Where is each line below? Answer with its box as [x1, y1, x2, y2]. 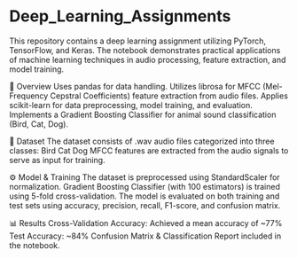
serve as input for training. [9, 154, 106, 165]
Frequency [9, 90, 49, 101]
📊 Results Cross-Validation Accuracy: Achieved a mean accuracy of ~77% [9, 217, 283, 228]
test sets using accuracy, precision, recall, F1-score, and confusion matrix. [9, 199, 281, 210]
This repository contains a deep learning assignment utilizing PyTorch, [9, 35, 267, 46]
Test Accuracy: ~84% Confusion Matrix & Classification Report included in [9, 231, 282, 241]
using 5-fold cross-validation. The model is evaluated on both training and [9, 191, 280, 201]
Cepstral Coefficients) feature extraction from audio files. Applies [50, 90, 288, 101]
